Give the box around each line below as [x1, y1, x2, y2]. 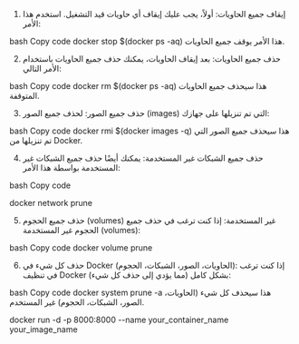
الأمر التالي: [22, 64, 62, 74]
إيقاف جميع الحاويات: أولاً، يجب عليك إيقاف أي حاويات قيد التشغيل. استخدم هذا [22, 9, 286, 19]
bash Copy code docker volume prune [9, 242, 153, 253]
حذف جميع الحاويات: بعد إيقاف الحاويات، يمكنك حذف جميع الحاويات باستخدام [22, 54, 281, 64]
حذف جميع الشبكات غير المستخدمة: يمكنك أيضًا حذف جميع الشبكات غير [22, 152, 265, 163]
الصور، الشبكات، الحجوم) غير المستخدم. [9, 297, 145, 308]
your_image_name [9, 324, 79, 335]
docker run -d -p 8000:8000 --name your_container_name [9, 314, 229, 325]
